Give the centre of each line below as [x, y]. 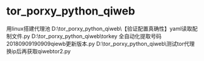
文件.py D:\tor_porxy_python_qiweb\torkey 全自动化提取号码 [86, 36]
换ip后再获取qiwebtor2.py [39, 51]
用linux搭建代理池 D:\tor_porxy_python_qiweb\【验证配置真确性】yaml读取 [100, 28]
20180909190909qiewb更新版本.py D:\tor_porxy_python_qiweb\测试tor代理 [100, 43]
